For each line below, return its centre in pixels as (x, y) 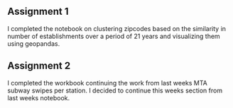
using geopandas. (34, 43)
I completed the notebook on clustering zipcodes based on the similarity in (116, 28)
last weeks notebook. (39, 97)
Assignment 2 (39, 66)
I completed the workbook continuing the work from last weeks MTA (108, 83)
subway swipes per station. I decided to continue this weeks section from (115, 90)
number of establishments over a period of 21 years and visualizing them (114, 36)
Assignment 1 (38, 12)
